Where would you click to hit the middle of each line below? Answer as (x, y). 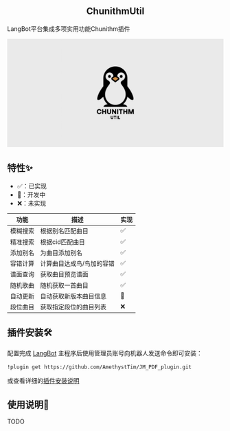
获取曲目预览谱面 (64, 274)
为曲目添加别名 (61, 252)
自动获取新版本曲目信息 (73, 296)
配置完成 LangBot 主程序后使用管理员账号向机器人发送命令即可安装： (105, 353)
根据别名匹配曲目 (64, 231)
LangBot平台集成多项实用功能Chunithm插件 (69, 29)
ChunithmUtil (115, 11)
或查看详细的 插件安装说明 (43, 381)
